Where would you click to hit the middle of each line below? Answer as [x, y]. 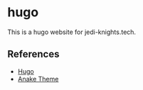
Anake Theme [38, 79]
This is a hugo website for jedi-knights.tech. [72, 32]
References [33, 54]
